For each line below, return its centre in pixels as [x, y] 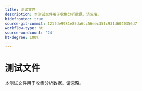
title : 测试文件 [20, 10]
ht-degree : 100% [22, 38]
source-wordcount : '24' [30, 33]
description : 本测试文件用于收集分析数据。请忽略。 [53, 14]
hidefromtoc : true [24, 19]
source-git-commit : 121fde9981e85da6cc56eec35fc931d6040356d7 [71, 24]
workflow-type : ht [24, 28]
